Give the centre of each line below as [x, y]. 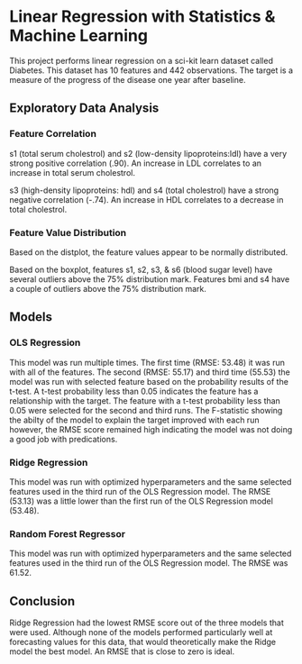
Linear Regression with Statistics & [142, 17]
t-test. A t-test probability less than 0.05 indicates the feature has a [134, 391]
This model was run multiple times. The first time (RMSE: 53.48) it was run [147, 362]
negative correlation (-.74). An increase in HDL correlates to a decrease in [146, 199]
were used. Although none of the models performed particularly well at [141, 632]
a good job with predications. [64, 439]
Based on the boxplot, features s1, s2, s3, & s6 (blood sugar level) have [141, 269]
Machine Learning [79, 36]
